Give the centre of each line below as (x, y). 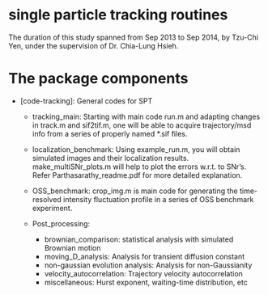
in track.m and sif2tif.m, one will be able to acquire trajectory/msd (142, 125)
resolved (47, 199)
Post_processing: (61, 223)
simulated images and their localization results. (111, 158)
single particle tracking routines (118, 15)
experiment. (52, 208)
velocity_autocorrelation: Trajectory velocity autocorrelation (143, 273)
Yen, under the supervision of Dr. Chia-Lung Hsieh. (94, 45)
